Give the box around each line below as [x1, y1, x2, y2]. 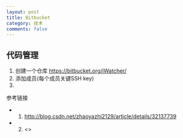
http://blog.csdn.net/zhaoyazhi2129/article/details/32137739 [24, 113, 177, 120]
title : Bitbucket [6, 15, 51, 21]
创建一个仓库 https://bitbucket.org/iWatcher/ [15, 67, 127, 75]
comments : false [6, 26, 48, 32]
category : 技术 [6, 20, 43, 26]
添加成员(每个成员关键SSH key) [15, 75, 95, 82]
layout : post [6, 9, 40, 15]
